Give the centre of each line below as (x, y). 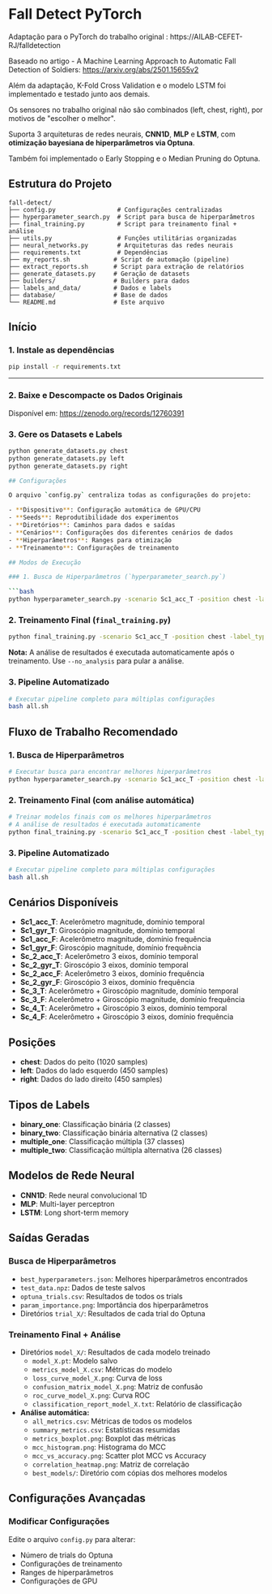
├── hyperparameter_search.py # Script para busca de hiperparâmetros (132, 217)
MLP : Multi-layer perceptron (67, 1203)
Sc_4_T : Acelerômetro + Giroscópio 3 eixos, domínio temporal (123, 1009)
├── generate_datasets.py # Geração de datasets (99, 274)
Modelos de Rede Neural (72, 1175)
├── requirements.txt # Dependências (88, 253)
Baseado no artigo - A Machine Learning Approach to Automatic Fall (122, 61)
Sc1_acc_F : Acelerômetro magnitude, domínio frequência (116, 940)
